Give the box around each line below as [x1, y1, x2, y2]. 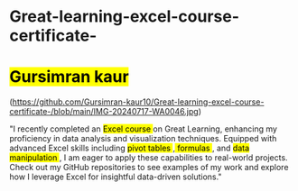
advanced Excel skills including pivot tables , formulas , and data [9, 142, 250, 154]
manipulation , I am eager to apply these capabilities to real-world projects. [9, 152, 288, 163]
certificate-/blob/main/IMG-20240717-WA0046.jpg [9, 106, 199, 117]
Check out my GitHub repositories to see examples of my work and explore [9, 162, 289, 173]
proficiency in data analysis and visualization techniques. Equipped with [9, 133, 277, 144]
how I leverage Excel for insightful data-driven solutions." [9, 171, 222, 182]
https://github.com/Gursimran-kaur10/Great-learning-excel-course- [12, 96, 265, 107]
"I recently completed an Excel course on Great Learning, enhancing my [9, 123, 278, 134]
